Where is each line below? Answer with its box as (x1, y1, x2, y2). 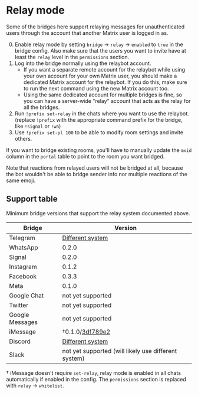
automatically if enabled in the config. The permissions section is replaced (6, 375, 187, 383)
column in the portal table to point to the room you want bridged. (6, 153, 165, 160)
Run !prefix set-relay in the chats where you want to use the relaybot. (14, 110, 190, 117)
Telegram (9, 234, 35, 242)
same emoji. (6, 177, 36, 184)
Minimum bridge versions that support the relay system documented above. (6, 209, 190, 216)
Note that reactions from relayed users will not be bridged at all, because (6, 164, 183, 171)
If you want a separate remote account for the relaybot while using (23, 66, 186, 73)
